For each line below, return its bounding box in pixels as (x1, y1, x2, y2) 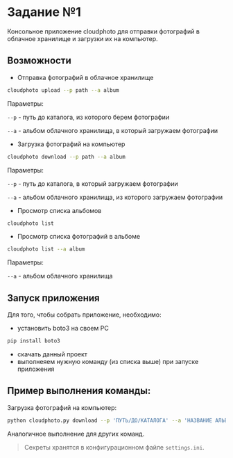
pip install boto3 (7, 338, 60, 345)
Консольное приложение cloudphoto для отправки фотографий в (7, 27, 200, 35)
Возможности (7, 55, 71, 67)
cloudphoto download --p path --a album (7, 153, 126, 160)
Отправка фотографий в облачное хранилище (17, 73, 154, 81)
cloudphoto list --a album (7, 246, 85, 253)
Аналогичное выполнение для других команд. (7, 429, 145, 438)
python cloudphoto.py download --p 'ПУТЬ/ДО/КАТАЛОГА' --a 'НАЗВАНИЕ (7, 417, 213, 424)
